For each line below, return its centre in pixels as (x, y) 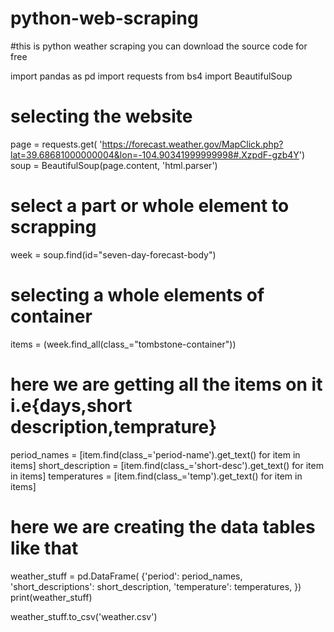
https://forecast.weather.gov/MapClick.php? (192, 144)
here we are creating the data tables (163, 526)
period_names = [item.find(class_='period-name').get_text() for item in (155, 454)
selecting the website (101, 116)
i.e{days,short (71, 405)
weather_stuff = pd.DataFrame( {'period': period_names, (126, 576)
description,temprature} (114, 426)
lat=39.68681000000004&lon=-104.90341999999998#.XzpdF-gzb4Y (155, 154)
